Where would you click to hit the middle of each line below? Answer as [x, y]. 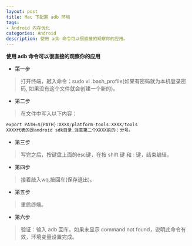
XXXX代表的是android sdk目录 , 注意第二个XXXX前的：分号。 [70, 130]
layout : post [22, 11]
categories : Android [31, 33]
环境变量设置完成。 [54, 237]
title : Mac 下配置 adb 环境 [38, 17]
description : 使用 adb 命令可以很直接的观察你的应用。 [67, 39]
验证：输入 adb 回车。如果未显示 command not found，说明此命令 [100, 229]
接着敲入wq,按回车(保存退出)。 [58, 179]
